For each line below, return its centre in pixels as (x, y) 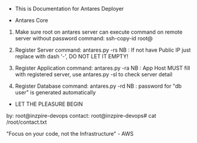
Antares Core (31, 20)
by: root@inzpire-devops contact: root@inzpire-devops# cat (81, 116)
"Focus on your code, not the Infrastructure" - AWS (70, 134)
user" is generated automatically (55, 92)
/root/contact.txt (27, 122)
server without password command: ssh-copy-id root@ (84, 38)
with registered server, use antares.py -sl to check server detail (94, 74)
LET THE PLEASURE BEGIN (49, 104)
